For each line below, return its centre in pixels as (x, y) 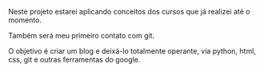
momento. (25, 20)
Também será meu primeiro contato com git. (82, 36)
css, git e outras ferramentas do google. (74, 60)
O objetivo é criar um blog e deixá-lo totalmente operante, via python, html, (132, 51)
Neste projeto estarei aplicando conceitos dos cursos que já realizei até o (129, 12)
